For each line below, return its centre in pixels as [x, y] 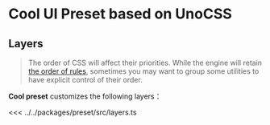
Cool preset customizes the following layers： [85, 96]
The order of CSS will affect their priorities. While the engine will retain [145, 62]
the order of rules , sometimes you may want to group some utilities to [143, 71]
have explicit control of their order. [85, 80]
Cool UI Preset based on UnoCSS [120, 14]
